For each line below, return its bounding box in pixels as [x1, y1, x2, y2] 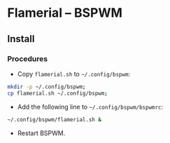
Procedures [7, 54, 48, 64]
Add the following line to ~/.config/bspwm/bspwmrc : [17, 102, 163, 111]
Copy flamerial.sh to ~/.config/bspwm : [17, 69, 131, 78]
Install [7, 33, 35, 45]
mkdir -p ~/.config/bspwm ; [7, 83, 86, 90]
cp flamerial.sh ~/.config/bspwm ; [7, 90, 108, 97]
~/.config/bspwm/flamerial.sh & [7, 116, 101, 123]
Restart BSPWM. [17, 128, 66, 137]
